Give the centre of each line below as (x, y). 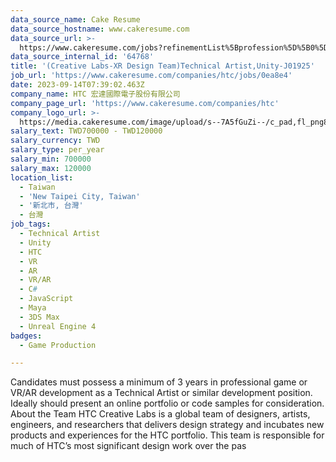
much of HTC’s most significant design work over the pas (128, 446)
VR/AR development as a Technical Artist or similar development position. (161, 393)
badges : (26, 336)
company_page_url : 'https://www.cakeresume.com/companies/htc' (145, 103)
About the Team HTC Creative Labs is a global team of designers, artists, (160, 414)
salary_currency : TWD (55, 141)
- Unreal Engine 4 (58, 326)
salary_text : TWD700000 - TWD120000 (86, 131)
